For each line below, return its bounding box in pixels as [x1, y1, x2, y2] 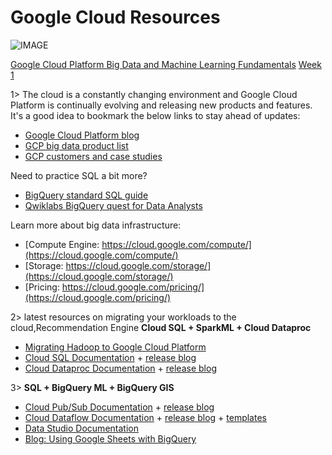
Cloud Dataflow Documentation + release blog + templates [24, 411, 267, 423]
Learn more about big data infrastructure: [10, 219, 182, 231]
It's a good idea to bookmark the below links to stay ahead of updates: [10, 109, 301, 121]
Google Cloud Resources [10, 6, 221, 29]
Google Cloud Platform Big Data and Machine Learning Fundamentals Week [10, 58, 322, 70]
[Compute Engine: [24, 238, 100, 250]
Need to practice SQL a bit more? [10, 169, 148, 181]
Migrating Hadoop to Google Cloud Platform [24, 341, 207, 353]
